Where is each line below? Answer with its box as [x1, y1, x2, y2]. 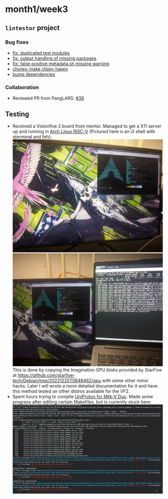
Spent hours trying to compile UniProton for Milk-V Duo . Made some [12, 394, 153, 400]
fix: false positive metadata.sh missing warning [12, 60, 109, 66]
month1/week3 [5, 4, 68, 15]
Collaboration [5, 84, 39, 91]
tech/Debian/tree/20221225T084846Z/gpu [12, 378, 101, 384]
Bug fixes [5, 39, 29, 46]
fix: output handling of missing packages [12, 55, 96, 61]
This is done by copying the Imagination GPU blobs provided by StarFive [12, 367, 162, 373]
